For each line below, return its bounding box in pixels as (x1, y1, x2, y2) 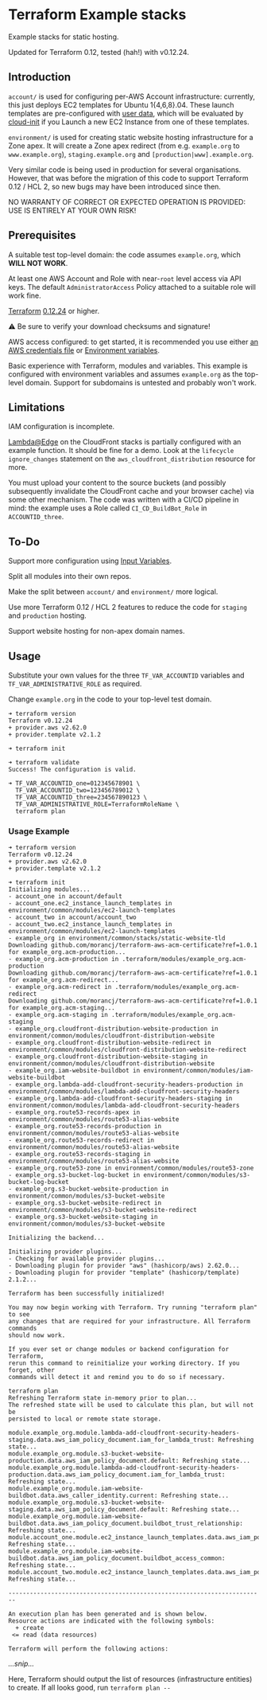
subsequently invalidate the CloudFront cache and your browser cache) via (8, 487, 254, 496)
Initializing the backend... (8, 1234, 105, 1242)
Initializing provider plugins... (8, 1248, 123, 1256)
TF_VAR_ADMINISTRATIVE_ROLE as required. (8, 679, 142, 688)
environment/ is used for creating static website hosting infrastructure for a (8, 132, 253, 142)
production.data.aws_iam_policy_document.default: (8, 1457, 180, 1465)
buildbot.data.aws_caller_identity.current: (8, 1491, 158, 1500)
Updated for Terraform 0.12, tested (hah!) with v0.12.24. (8, 47, 189, 57)
